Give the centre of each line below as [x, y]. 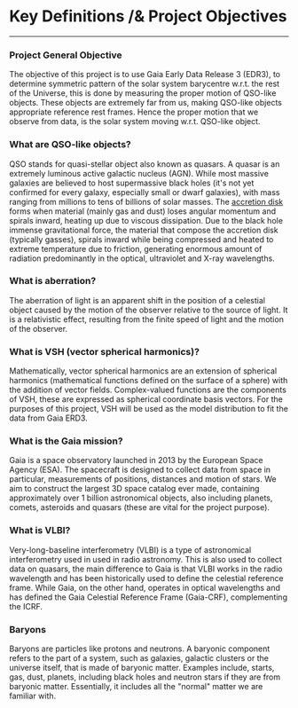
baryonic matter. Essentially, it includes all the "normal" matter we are [136, 687]
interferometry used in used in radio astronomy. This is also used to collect [145, 559]
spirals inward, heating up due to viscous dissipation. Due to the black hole [146, 220]
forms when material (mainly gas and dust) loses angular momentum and [143, 211]
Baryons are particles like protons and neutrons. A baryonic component [140, 649]
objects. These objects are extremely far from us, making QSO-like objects [145, 103]
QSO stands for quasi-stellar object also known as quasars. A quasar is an [145, 164]
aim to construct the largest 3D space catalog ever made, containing [134, 489]
